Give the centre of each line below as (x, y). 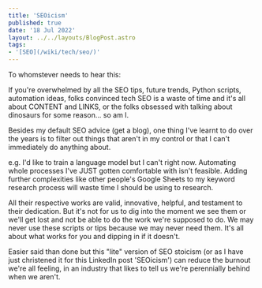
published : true (35, 23)
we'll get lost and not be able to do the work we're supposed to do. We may (131, 219)
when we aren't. (34, 277)
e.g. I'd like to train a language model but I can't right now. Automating (122, 162)
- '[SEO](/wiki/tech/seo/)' (54, 52)
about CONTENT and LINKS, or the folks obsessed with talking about (120, 107)
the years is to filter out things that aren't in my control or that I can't (119, 138)
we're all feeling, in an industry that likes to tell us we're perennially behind (129, 268)
